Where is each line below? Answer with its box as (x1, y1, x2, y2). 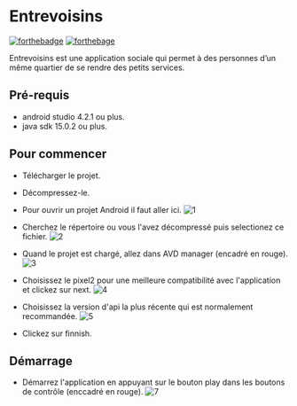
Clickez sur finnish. (21, 328, 92, 339)
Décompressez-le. (21, 187, 90, 198)
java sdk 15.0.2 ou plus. (21, 121, 108, 131)
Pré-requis (9, 88, 70, 103)
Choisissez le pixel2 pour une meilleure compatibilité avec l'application (21, 275, 281, 285)
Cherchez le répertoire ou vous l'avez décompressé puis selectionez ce (21, 222, 285, 232)
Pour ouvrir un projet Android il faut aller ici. (21, 204, 182, 215)
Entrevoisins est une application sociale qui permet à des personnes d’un (9, 52, 277, 63)
